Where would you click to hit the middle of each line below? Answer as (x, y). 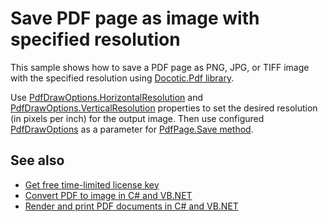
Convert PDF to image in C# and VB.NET (108, 195)
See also (37, 160)
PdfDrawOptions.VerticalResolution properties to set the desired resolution (164, 108)
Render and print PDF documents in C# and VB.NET (131, 206)
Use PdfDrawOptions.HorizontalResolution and (106, 97)
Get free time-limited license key (92, 184)
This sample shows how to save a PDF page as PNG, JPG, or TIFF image (160, 67)
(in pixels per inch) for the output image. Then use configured (137, 118)
